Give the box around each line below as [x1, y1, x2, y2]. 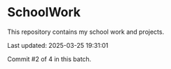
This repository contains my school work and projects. [7, 27, 165, 36]
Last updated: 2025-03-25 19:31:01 [7, 41, 109, 49]
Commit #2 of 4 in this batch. [7, 54, 92, 63]
